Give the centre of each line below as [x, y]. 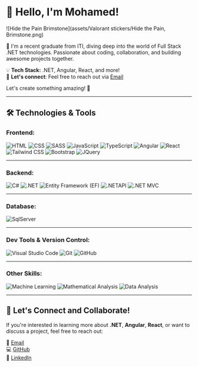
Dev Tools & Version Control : [48, 240]
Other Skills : [24, 274]
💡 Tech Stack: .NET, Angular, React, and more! [63, 70]
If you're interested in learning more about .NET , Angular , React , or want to [98, 325]
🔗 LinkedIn [19, 358]
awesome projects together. [40, 58]
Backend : [20, 172]
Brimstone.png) [25, 34]
